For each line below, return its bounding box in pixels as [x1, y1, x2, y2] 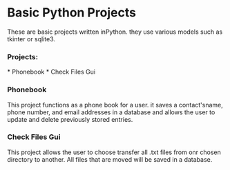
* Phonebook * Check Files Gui [7, 67, 95, 76]
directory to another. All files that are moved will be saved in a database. [7, 155, 213, 163]
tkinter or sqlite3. [7, 34, 56, 43]
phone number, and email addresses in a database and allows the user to [7, 108, 215, 116]
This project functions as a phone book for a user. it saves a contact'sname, [7, 100, 223, 109]
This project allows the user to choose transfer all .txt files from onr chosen [7, 148, 221, 156]
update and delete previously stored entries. [7, 115, 133, 123]
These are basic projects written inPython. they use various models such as [7, 28, 223, 36]
